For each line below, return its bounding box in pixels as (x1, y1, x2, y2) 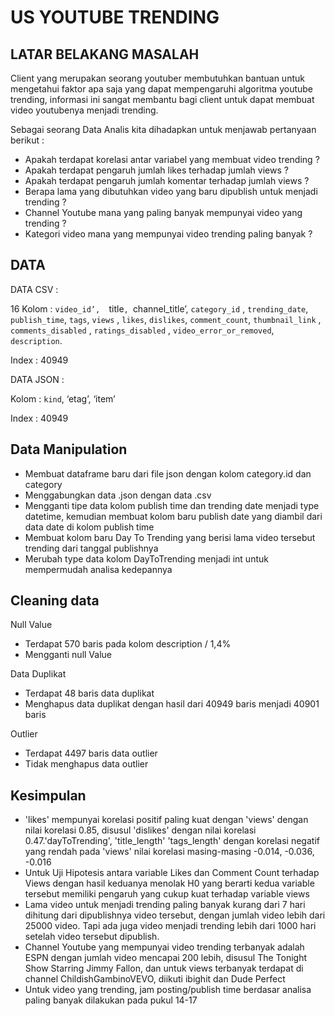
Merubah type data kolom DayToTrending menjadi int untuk (24, 552, 269, 565)
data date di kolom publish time (24, 521, 155, 533)
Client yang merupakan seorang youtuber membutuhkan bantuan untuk (10, 72, 305, 84)
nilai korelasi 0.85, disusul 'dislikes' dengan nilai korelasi (24, 824, 257, 836)
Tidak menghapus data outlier (24, 758, 149, 770)
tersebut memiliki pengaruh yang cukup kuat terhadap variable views (24, 888, 310, 900)
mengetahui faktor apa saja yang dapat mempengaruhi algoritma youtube (10, 83, 314, 95)
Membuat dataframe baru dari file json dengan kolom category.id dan (24, 467, 312, 480)
